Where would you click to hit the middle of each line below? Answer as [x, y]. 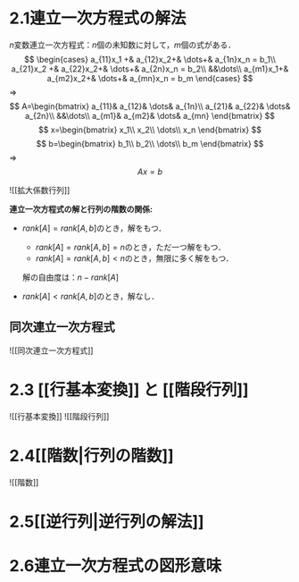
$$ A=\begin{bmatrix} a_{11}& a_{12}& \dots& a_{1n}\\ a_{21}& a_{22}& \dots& [150, 106]
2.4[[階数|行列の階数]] [91, 455]
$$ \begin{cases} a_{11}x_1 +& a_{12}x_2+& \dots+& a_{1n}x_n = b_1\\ [150, 59]
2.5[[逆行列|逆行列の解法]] [107, 522]
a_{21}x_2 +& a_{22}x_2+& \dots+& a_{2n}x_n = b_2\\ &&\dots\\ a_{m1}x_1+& [150, 69]
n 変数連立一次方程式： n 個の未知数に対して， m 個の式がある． [123, 45]
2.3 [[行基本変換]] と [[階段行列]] [129, 389]
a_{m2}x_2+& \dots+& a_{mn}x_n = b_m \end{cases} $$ [150, 78]
